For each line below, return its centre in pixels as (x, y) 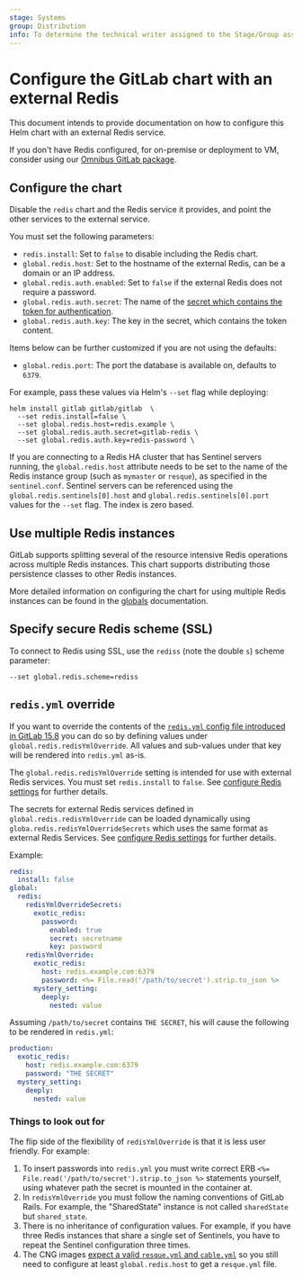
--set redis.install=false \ (72, 417)
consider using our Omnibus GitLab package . (93, 159)
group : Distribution (48, 26)
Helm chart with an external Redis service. (88, 132)
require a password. (59, 292)
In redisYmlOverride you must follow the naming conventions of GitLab (153, 1197)
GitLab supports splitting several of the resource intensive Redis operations (149, 554)
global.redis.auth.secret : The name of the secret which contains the (152, 301)
